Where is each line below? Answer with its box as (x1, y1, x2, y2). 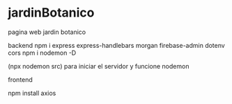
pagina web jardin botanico (8, 28, 86, 36)
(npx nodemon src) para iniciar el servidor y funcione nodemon (8, 62, 190, 70)
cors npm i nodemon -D (8, 49, 77, 57)
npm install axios (8, 89, 56, 97)
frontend (8, 75, 33, 84)
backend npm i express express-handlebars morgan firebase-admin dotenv (8, 41, 225, 49)
